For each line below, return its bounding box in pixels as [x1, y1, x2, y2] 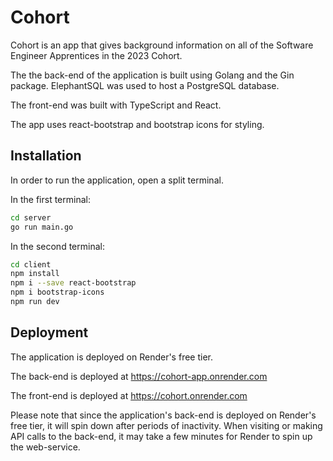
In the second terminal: [10, 240, 105, 252]
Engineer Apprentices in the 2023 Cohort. [10, 49, 183, 61]
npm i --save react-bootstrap [10, 278, 137, 288]
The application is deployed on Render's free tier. [10, 351, 213, 363]
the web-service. [10, 441, 81, 453]
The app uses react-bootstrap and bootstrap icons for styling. [10, 118, 265, 130]
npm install [10, 269, 60, 279]
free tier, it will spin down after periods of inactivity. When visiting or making [10, 419, 323, 431]
